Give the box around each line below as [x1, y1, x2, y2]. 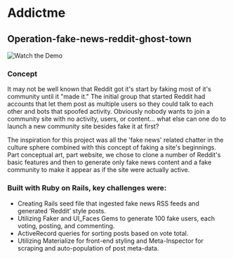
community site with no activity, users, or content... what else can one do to [7, 114, 227, 124]
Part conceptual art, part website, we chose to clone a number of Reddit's [7, 151, 221, 159]
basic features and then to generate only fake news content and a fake [7, 158, 212, 166]
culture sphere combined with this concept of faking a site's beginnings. [7, 143, 216, 152]
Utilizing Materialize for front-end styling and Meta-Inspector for [17, 237, 204, 245]
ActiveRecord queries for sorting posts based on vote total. [17, 229, 189, 237]
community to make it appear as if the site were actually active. [7, 166, 190, 174]
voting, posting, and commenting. [17, 221, 115, 230]
